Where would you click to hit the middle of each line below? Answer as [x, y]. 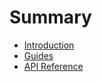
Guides [38, 55]
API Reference [53, 66]
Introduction [49, 45]
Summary [50, 17]
